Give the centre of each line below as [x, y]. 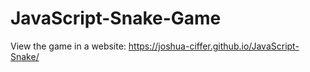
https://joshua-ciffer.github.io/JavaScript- [214, 46]
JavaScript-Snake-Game [116, 18]
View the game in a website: [68, 46]
